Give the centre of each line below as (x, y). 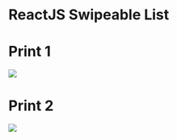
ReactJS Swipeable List (89, 15)
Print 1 (29, 52)
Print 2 (31, 106)
